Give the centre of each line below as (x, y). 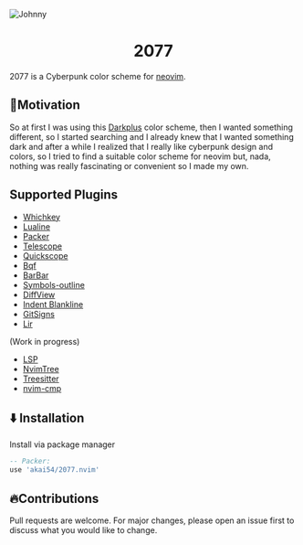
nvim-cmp (42, 388)
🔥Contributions (54, 498)
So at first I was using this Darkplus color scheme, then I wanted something (151, 127)
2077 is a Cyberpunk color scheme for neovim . (98, 76)
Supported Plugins (64, 195)
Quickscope (45, 255)
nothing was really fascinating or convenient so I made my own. (129, 166)
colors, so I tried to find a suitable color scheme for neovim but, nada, (140, 156)
